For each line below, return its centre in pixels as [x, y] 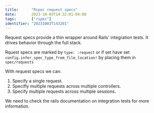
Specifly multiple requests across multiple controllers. [66, 86]
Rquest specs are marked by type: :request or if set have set [67, 52]
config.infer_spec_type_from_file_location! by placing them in [70, 58]
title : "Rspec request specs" [41, 10]
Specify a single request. [37, 81]
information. [17, 106]
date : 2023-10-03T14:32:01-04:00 [46, 14]
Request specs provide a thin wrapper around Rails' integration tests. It [77, 38]
